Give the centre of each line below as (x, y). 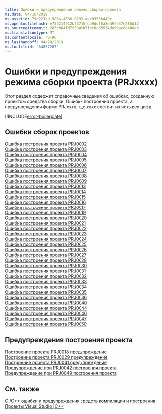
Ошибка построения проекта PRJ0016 (46, 202)
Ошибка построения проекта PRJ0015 (45, 197)
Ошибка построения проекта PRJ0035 (46, 292)
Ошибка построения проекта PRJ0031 (46, 271)
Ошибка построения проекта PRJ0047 (46, 319)
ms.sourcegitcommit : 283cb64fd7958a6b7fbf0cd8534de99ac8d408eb (72, 28)
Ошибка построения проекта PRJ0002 (46, 144)
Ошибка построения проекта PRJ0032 (46, 276)
